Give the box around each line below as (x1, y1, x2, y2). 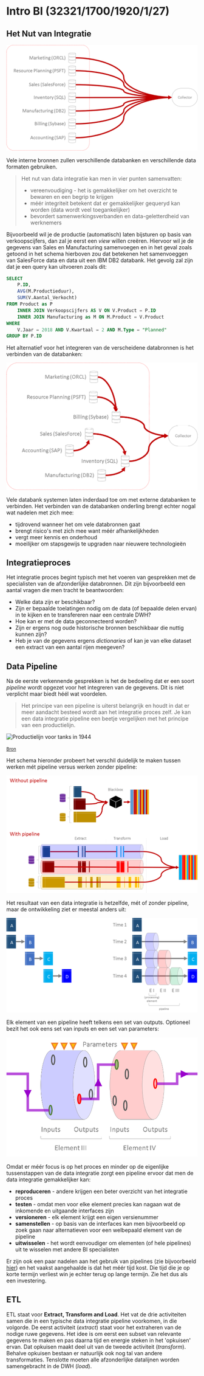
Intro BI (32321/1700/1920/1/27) (6, 4, 170, 18)
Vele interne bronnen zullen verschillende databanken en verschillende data (6, 156, 196, 164)
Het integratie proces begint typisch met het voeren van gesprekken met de (6, 573, 196, 581)
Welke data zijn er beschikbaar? (15, 598, 95, 606)
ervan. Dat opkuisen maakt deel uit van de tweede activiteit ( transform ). (6, 1343, 186, 1350)
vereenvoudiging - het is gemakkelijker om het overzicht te (30, 187, 178, 194)
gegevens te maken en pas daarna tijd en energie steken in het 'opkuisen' (6, 1336, 191, 1344)
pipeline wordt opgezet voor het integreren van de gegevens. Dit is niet (6, 684, 184, 691)
